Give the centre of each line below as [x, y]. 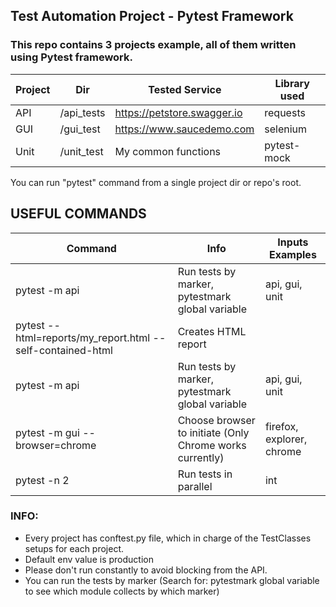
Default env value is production [89, 559]
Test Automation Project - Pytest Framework [152, 16]
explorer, [286, 439]
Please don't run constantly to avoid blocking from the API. [146, 570]
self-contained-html [64, 350]
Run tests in [205, 474]
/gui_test [80, 129]
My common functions [168, 151]
